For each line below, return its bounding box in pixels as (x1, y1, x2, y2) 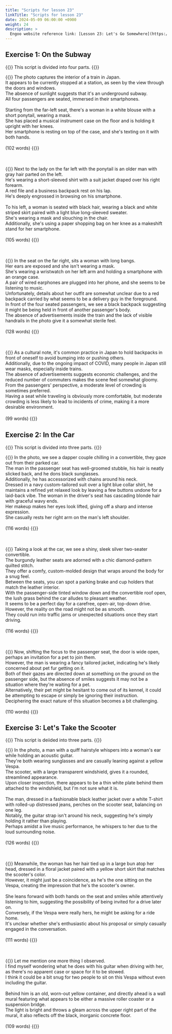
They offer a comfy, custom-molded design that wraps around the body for (5, 568, 164, 574)
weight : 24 (5, 22, 29, 27)
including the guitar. (5, 980, 48, 986)
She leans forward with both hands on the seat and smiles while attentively (5, 893, 163, 899)
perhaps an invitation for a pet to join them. (5, 654, 96, 660)
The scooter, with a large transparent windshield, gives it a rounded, (5, 769, 149, 775)
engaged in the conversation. (5, 926, 68, 932)
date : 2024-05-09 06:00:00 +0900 (5, 17, 77, 22)
